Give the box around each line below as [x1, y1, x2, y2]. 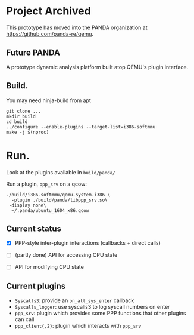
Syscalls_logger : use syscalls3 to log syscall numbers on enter [14, 303, 170, 311]
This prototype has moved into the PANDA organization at [6, 24, 148, 31]
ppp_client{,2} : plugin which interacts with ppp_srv [14, 322, 142, 330]
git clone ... [6, 108, 42, 114]
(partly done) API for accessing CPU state [14, 251, 118, 259]
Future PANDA [6, 48, 61, 58]
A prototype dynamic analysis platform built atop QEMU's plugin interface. [6, 63, 189, 70]
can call [14, 316, 35, 323]
